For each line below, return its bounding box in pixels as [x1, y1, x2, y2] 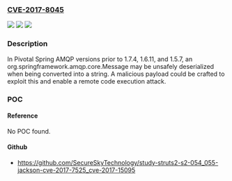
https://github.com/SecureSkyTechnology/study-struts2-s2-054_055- [17, 158, 219, 166]
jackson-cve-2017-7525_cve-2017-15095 [17, 166, 136, 174]
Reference [7, 111, 38, 120]
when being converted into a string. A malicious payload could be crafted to [7, 70, 225, 78]
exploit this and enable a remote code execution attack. [7, 77, 167, 85]
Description [7, 39, 48, 49]
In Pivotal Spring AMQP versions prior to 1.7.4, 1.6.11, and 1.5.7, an [7, 54, 193, 63]
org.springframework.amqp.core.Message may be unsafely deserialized [7, 62, 215, 70]
